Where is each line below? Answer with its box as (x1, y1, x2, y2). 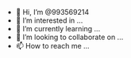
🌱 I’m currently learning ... (15, 24, 101, 33)
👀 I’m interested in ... (15, 16, 83, 25)
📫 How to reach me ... (15, 42, 90, 50)
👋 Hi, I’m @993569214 (15, 8, 90, 16)
